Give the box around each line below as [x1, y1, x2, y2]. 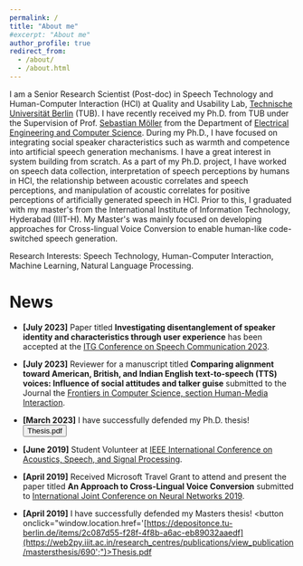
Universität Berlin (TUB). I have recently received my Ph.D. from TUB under [9, 108, 289, 119]
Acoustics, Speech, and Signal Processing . [22, 454, 183, 465]
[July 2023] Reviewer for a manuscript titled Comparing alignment [22, 359, 274, 369]
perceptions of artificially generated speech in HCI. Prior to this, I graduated [9, 194, 292, 205]
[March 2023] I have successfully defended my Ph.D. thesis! [22, 414, 251, 426]
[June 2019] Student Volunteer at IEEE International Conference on [22, 444, 273, 455]
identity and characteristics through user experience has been [22, 331, 262, 342]
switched [9, 233, 43, 244]
